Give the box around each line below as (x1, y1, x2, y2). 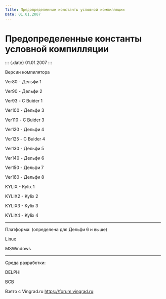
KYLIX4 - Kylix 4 (5, 212, 39, 218)
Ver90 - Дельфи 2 (5, 88, 43, 94)
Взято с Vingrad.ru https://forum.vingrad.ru (5, 289, 94, 295)
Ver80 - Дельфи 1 (5, 79, 42, 85)
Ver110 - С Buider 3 (5, 117, 44, 123)
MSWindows (5, 246, 31, 252)
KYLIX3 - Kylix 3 (5, 203, 39, 209)
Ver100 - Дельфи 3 (5, 107, 44, 113)
